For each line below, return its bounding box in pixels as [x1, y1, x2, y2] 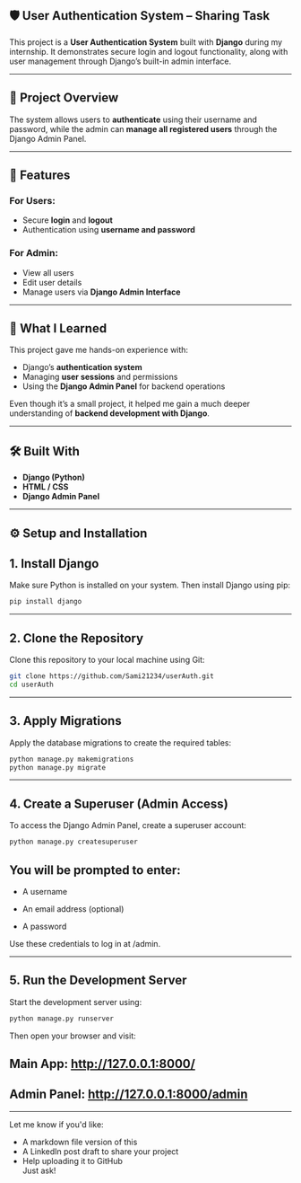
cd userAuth [9, 680, 54, 689]
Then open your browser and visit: [9, 1030, 136, 1041]
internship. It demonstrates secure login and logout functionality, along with [9, 46, 288, 57]
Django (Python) [21, 472, 85, 483]
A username [21, 886, 68, 896]
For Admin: [9, 247, 58, 260]
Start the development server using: [9, 996, 142, 1007]
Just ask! [21, 1165, 56, 1176]
